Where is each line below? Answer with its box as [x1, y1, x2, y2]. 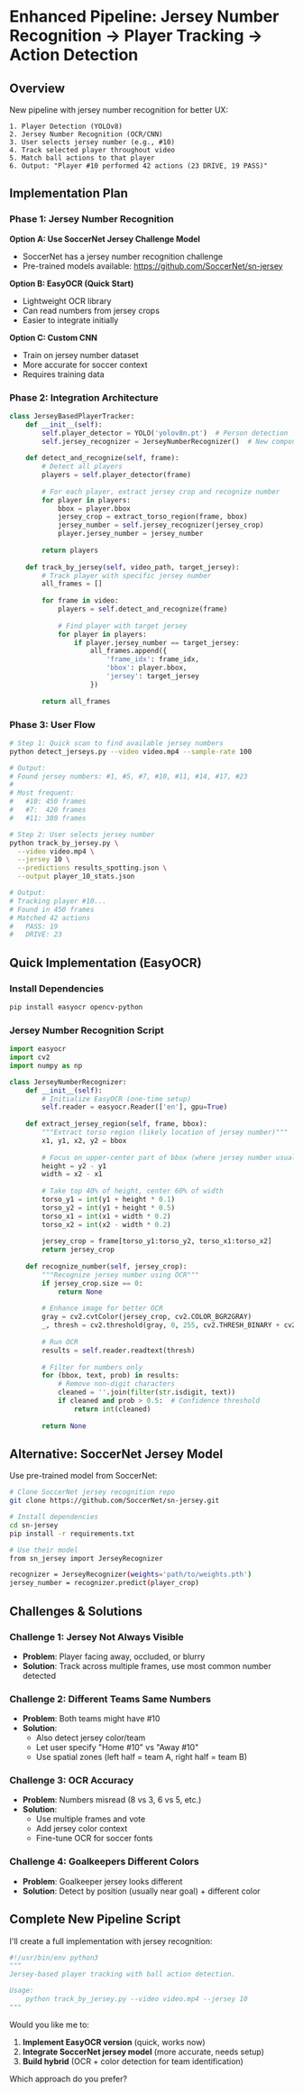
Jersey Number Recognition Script [9, 1024, 164, 1037]
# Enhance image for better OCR [41, 1304, 164, 1314]
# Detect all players [41, 462, 124, 471]
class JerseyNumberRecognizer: [9, 1077, 127, 1086]
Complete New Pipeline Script [9, 1912, 181, 1927]
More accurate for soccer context [22, 359, 148, 370]
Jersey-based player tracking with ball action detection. [9, 1969, 236, 1979]
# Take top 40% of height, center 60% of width [41, 1186, 224, 1196]
